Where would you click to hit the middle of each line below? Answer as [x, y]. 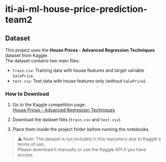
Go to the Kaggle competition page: [49, 105]
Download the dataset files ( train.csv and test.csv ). [67, 120]
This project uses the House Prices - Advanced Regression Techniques [80, 50]
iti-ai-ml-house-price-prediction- [76, 9]
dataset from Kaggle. [27, 55]
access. [25, 155]
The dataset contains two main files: [42, 61]
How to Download [27, 94]
